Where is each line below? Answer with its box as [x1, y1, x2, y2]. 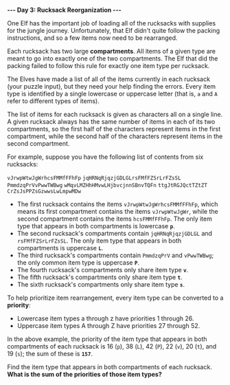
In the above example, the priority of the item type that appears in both [7, 335, 207, 343]
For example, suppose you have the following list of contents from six [7, 153, 204, 161]
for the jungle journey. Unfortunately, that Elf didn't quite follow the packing [7, 27, 220, 34]
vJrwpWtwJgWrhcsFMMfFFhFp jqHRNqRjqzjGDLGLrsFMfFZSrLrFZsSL [7, 175, 181, 181]
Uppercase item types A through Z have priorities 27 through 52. [16, 322, 200, 329]
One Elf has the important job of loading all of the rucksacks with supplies [7, 19, 216, 27]
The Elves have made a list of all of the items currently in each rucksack [7, 75, 211, 83]
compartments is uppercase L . [16, 244, 104, 252]
